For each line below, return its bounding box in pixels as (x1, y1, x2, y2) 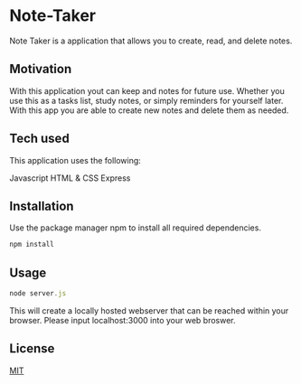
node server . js (9, 289, 67, 298)
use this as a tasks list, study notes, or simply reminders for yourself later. (9, 95, 284, 106)
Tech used (9, 131, 70, 146)
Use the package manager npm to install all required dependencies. (9, 222, 262, 233)
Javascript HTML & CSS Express (9, 173, 131, 183)
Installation (9, 198, 74, 213)
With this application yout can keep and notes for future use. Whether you (9, 85, 285, 96)
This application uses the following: (9, 155, 142, 165)
